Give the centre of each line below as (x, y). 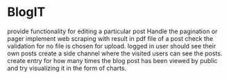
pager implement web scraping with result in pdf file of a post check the (110, 38)
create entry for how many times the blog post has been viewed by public (112, 60)
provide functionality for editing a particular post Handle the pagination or (112, 31)
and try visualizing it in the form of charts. (67, 68)
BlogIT (26, 12)
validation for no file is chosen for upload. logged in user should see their (112, 46)
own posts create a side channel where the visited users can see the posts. (115, 53)
